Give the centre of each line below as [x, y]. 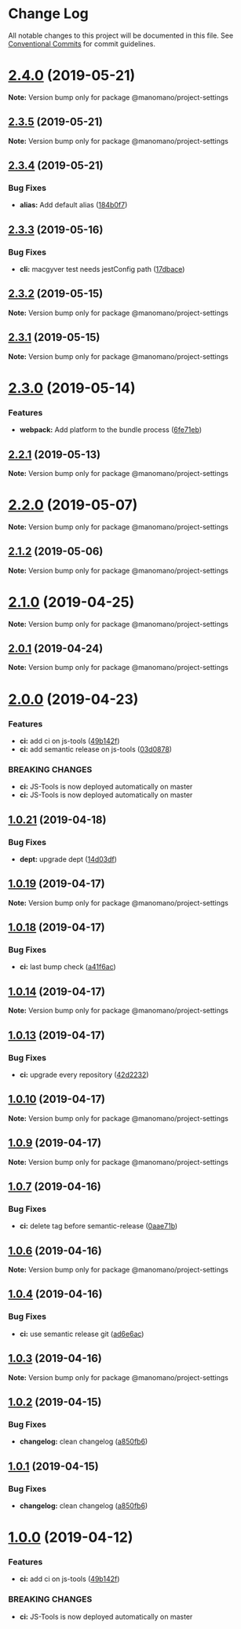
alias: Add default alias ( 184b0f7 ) [73, 205]
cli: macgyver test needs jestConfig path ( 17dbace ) [102, 269]
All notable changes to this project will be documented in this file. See [121, 35]
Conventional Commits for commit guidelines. [82, 43]
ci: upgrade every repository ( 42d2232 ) [84, 1074]
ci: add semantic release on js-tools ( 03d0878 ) [96, 749]
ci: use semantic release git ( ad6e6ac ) [82, 1334]
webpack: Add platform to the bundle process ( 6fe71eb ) [111, 430]
